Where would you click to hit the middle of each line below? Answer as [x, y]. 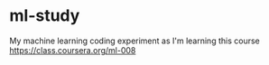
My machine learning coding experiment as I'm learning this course [134, 41]
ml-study [45, 16]
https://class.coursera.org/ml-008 [73, 50]
